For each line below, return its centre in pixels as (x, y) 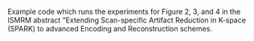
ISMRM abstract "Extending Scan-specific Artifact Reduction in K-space (127, 20)
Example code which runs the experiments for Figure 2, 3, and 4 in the (124, 12)
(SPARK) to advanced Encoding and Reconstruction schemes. (110, 29)
